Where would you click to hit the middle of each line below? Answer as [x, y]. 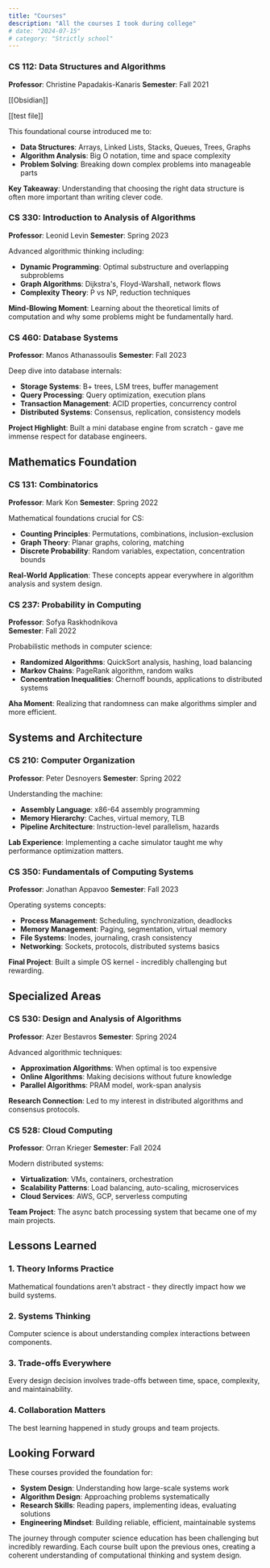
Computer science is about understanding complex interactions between [129, 1334]
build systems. [33, 1295]
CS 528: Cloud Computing [60, 1130]
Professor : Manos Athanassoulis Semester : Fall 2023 [98, 355]
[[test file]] [26, 116]
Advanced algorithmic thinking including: [76, 250]
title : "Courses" [37, 16]
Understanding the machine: [56, 793]
